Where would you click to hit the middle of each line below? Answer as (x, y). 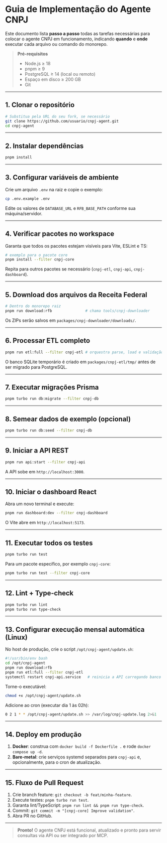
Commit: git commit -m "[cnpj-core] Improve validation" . (74, 810)
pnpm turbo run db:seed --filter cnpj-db (49, 430)
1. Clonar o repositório (40, 105)
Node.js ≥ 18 (38, 63)
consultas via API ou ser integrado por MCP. (63, 835)
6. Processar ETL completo (48, 341)
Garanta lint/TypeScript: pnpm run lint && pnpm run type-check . (78, 805)
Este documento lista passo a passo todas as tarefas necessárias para (78, 33)
